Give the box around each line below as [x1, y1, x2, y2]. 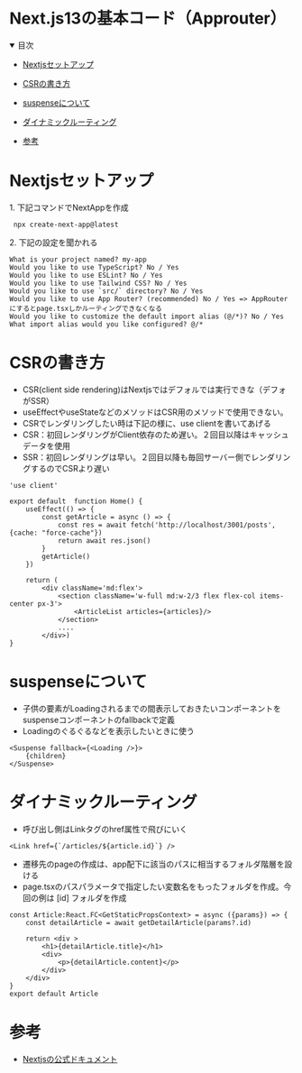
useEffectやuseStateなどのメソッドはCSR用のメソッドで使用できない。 [22, 407, 288, 417]
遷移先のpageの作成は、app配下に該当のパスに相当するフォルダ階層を [22, 858, 286, 869]
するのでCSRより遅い [30, 463, 110, 473]
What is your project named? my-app [9, 254, 147, 264]
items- [259, 592, 284, 601]
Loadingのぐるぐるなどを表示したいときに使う [22, 725, 196, 736]
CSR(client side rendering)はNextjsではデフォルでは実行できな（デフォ [22, 384, 287, 395]
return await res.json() [57, 536, 151, 546]
